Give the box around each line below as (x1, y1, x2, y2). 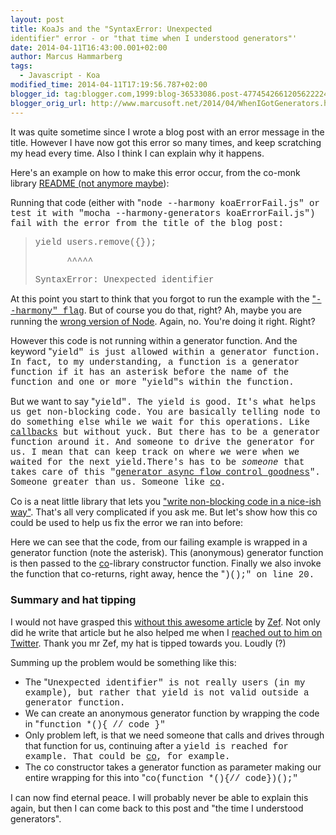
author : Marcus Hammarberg (10, 52, 123, 62)
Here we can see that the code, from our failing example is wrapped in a (10, 536, 308, 548)
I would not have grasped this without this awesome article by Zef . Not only (10, 616, 321, 628)
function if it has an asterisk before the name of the (10, 366, 290, 378)
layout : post (10, 14, 65, 25)
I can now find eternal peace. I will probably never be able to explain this (10, 791, 309, 803)
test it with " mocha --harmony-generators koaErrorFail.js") (10, 207, 316, 219)
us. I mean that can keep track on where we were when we (10, 446, 300, 458)
